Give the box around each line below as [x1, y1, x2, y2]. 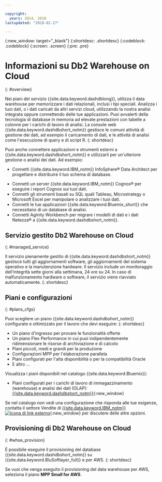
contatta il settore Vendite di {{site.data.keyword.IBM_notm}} [5, 405, 126, 411]
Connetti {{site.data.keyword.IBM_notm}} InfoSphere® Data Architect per [12, 166, 158, 172]
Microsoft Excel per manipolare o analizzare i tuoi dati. [12, 196, 120, 202]
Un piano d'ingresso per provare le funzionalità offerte [12, 330, 120, 336]
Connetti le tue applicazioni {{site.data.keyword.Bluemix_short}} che [12, 202, 148, 207]
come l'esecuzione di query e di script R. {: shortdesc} [5, 137, 114, 143]
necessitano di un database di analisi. [12, 207, 87, 213]
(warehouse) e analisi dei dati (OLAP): [12, 385, 88, 391]
